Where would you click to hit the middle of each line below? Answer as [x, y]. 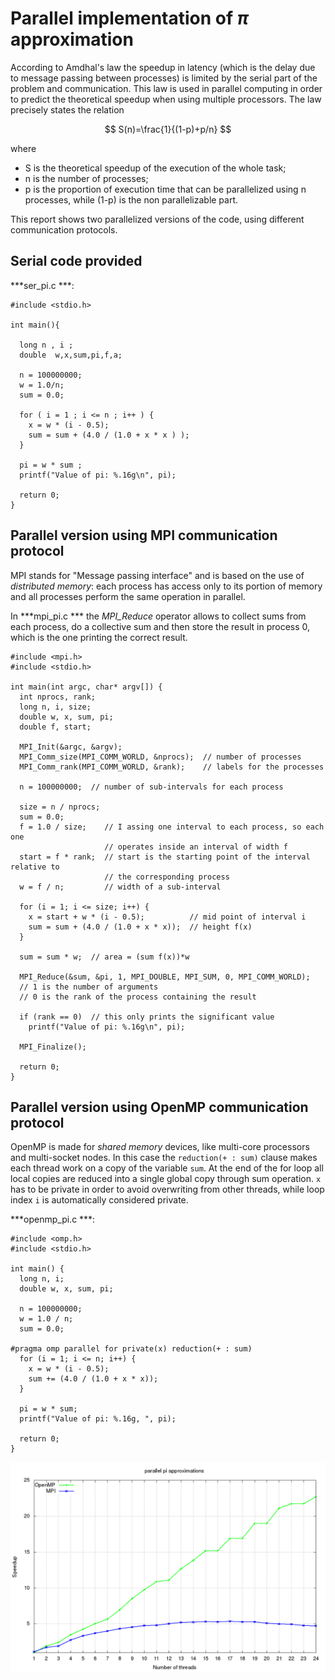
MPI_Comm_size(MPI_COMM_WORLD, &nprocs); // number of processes [160, 757]
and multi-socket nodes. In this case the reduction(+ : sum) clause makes [164, 1158]
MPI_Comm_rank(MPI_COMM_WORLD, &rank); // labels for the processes [172, 767]
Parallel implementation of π [129, 18]
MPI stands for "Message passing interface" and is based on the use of [157, 575]
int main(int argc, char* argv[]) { [86, 687]
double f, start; [55, 727]
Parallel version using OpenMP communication [159, 1107]
